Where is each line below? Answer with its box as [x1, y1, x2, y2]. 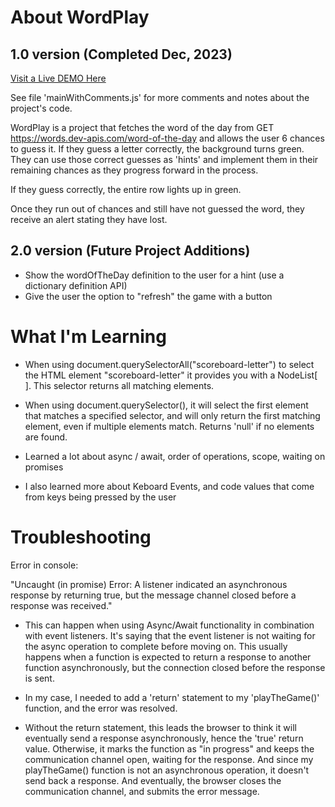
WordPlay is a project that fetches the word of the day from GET [10, 122, 275, 133]
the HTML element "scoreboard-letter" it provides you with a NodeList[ [24, 369, 318, 381]
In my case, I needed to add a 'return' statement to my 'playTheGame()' [24, 691, 320, 703]
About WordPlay [10, 6, 150, 29]
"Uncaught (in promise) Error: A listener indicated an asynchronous [10, 578, 288, 590]
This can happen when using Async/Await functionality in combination [24, 619, 315, 631]
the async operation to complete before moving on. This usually [24, 640, 288, 652]
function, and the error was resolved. [24, 702, 178, 714]
